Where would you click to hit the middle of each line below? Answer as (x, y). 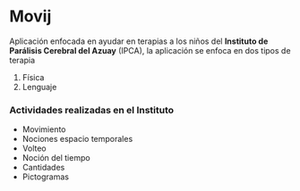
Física (33, 77)
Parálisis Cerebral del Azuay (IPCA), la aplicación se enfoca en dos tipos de (150, 50)
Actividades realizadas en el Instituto (92, 110)
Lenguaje (39, 87)
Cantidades (43, 168)
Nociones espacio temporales (77, 139)
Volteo (34, 148)
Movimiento (44, 129)
